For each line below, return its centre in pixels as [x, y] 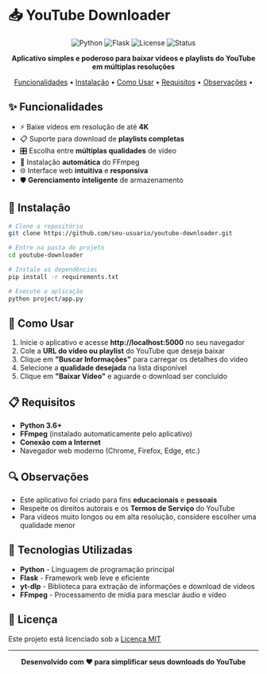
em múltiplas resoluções [133, 66]
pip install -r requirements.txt [64, 277]
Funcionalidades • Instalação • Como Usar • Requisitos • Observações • [133, 82]
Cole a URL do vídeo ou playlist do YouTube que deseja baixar [122, 351]
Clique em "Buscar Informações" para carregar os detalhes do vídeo [134, 359]
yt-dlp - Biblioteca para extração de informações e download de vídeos [137, 586]
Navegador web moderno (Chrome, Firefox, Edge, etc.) [110, 451]
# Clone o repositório [46, 226]
